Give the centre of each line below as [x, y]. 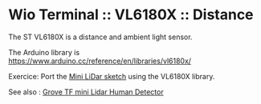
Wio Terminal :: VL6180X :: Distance [131, 15]
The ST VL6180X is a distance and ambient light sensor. [100, 37]
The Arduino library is [44, 52]
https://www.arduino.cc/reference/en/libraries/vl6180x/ [100, 61]
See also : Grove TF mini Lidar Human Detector [86, 92]
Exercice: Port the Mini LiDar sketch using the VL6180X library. [112, 76]
